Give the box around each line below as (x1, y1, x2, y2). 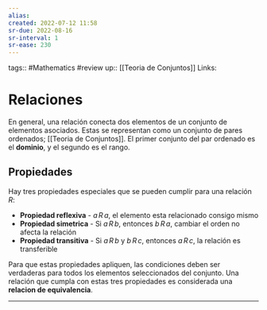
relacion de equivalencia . (8, 285, 93, 294)
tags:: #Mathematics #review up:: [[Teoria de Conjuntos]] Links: (8, 63, 217, 72)
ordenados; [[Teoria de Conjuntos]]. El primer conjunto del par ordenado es (8, 134, 256, 144)
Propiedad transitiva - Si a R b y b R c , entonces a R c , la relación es (19, 235, 241, 245)
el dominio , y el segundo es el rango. (8, 142, 130, 152)
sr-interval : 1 (8, 33, 59, 42)
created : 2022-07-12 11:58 (8, 19, 98, 27)
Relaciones (8, 91, 83, 109)
